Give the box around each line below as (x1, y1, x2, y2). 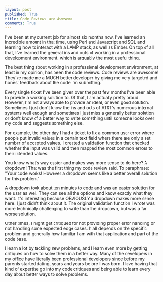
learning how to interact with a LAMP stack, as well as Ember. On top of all (5, 44, 154, 50)
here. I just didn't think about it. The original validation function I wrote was (5, 201, 155, 206)
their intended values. (5, 151, 49, 157)
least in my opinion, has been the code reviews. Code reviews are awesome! (5, 69, 159, 76)
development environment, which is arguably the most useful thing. (5, 55, 140, 61)
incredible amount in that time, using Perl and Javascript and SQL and (5, 40, 145, 45)
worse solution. (5, 211, 36, 217)
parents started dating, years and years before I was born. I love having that (5, 261, 157, 267)
